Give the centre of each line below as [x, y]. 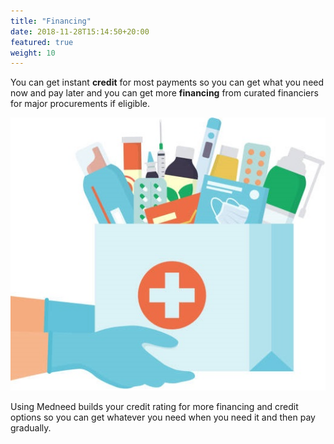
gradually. [31, 427]
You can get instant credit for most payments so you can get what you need [167, 82]
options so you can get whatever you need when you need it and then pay [163, 417]
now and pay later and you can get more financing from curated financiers [164, 93]
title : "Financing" [51, 21]
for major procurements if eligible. [80, 104]
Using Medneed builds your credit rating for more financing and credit [154, 406]
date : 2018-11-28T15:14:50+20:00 [80, 31]
